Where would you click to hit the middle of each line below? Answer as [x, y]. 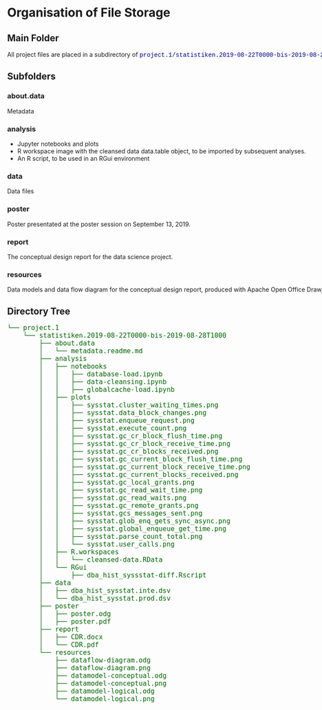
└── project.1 [33, 328]
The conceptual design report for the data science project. [90, 256]
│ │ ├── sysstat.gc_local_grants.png [117, 482]
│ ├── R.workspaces [79, 552]
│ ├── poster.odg [75, 614]
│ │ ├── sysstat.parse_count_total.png [121, 536]
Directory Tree [39, 311]
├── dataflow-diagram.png [103, 668]
